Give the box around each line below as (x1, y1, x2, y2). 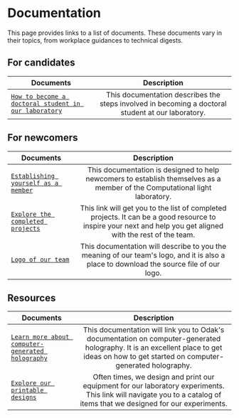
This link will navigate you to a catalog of (85, 390, 222, 400)
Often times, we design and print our (92, 372, 215, 382)
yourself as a (11, 179, 59, 187)
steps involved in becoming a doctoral (99, 98, 227, 108)
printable (11, 386, 44, 395)
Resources (7, 291, 56, 304)
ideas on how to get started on (83, 352, 186, 362)
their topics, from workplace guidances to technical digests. (7, 36, 184, 44)
